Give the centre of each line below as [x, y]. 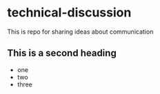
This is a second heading [62, 53]
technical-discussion [69, 13]
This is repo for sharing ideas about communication [80, 32]
